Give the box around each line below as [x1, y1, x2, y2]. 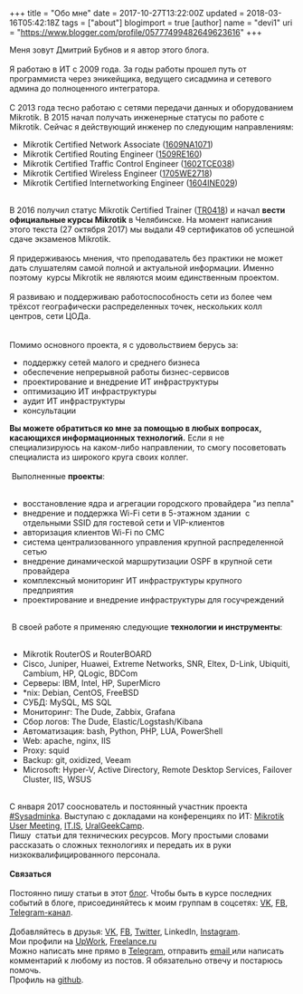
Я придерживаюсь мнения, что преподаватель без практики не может [9, 253, 283, 264]
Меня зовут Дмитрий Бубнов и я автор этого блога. [9, 44, 210, 55]
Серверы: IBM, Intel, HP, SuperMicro [22, 678, 161, 688]
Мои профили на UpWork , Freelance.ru [9, 936, 157, 946]
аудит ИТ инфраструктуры [22, 396, 126, 406]
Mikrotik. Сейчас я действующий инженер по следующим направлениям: [9, 121, 294, 132]
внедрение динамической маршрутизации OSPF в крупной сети [22, 556, 273, 566]
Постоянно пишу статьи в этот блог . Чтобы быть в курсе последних [9, 888, 272, 898]
